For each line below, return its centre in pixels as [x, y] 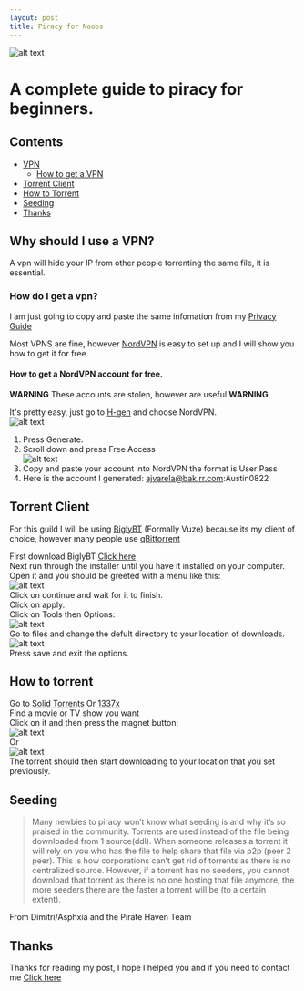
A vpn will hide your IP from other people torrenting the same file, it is [140, 263]
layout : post [34, 18]
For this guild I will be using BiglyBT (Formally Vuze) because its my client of [152, 529]
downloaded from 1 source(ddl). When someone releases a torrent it [160, 841]
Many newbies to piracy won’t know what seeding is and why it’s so [159, 822]
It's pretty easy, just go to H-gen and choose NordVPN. [113, 412]
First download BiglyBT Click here [73, 556]
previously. [30, 771]
